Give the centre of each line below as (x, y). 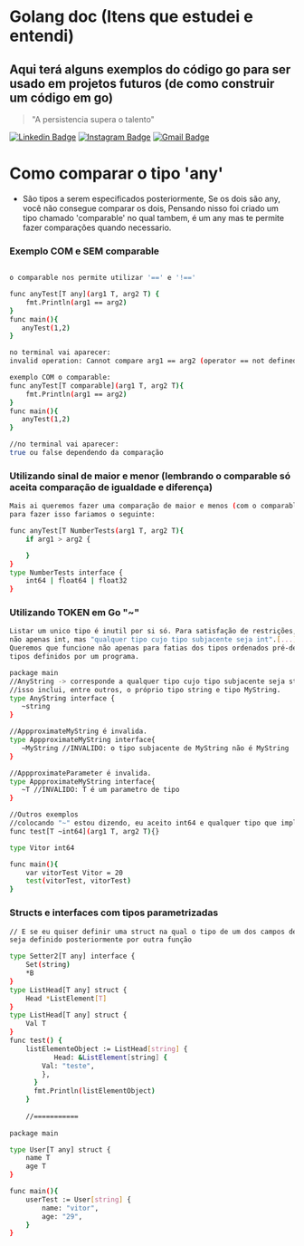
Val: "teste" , (68, 1066)
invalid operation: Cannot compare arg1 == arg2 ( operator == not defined (153, 361)
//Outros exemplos (44, 815)
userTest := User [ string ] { (78, 1199)
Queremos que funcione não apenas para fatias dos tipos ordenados (139, 648)
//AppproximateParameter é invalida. (81, 773)
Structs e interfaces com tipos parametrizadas (114, 913)
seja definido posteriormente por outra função (101, 940)
